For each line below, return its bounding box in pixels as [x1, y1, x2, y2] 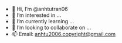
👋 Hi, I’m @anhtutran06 [11, 6, 69, 12]
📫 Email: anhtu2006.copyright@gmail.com [11, 31, 116, 37]
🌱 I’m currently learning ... [11, 18, 74, 24]
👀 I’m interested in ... [11, 12, 62, 19]
